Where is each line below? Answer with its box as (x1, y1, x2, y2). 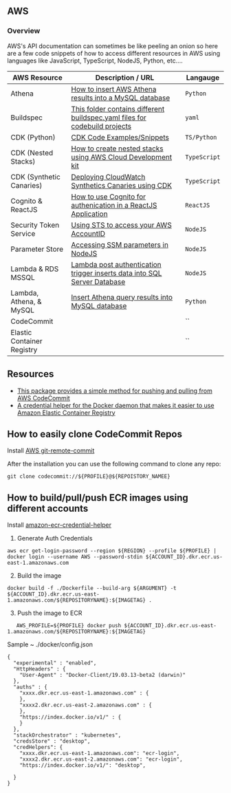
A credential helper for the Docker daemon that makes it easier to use (16, 401, 214, 409)
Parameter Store (10, 244, 64, 254)
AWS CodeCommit (16, 393, 70, 402)
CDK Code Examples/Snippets (71, 132, 170, 142)
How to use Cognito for (71, 192, 146, 202)
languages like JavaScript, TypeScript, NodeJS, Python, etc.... (7, 56, 184, 65)
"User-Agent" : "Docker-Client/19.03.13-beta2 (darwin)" (19, 672, 186, 679)
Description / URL (95, 72, 155, 82)
